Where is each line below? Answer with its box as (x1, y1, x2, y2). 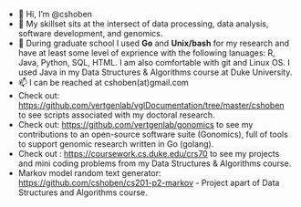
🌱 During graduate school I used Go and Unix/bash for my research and (17, 37, 290, 48)
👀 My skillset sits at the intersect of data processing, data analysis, (17, 18, 269, 29)
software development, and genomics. (17, 28, 163, 38)
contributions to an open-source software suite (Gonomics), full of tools (17, 129, 289, 140)
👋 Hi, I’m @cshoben (17, 9, 93, 19)
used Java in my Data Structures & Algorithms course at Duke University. (17, 67, 293, 78)
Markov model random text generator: (17, 168, 161, 178)
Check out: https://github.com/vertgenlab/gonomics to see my (17, 119, 254, 129)
